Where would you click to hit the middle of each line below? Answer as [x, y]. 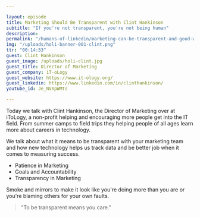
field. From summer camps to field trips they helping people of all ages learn [100, 123]
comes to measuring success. [43, 154]
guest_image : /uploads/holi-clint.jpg [54, 61]
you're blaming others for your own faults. [58, 196]
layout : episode [26, 17]
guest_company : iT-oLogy [37, 72]
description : [22, 33]
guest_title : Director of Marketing [51, 67]
